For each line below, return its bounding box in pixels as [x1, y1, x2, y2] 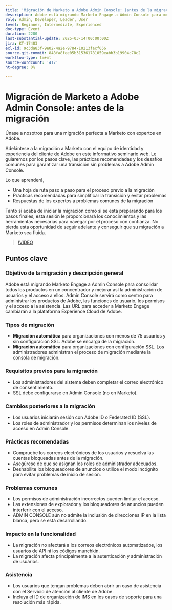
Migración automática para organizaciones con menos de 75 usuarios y [12, 333, 166, 339]
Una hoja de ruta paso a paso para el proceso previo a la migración [12, 187, 155, 193]
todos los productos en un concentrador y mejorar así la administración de [5, 286, 163, 292]
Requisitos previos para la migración [5, 367, 98, 374]
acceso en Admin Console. [12, 425, 70, 431]
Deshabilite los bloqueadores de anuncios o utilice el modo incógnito [12, 466, 158, 472]
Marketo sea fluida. [5, 229, 46, 236]
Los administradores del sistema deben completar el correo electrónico [12, 379, 164, 385]
